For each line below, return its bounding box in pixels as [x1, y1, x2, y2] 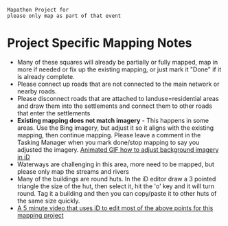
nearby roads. [16, 87, 57, 95]
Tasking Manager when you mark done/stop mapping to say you [16, 138, 200, 146]
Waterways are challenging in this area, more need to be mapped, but [16, 160, 215, 168]
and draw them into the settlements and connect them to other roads [16, 102, 213, 110]
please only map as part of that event [7, 12, 122, 19]
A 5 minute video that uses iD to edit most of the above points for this [16, 203, 214, 212]
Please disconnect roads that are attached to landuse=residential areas [16, 94, 219, 102]
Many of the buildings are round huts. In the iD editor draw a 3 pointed [16, 174, 216, 183]
